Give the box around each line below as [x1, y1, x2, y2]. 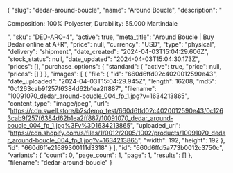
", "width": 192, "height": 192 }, [137, 136, 225, 145]
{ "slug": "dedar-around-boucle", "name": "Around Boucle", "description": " [7, 6, 222, 14]
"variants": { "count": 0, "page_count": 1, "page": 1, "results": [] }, [7, 151, 193, 159]
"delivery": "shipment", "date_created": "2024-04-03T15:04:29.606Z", [7, 48, 209, 56]
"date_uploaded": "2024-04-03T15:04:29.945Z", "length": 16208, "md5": [7, 77, 217, 85]
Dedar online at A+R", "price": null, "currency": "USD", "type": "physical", [7, 40, 216, 48]
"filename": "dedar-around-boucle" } [7, 158, 113, 166]
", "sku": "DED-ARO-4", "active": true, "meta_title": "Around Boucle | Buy [7, 33, 214, 41]
